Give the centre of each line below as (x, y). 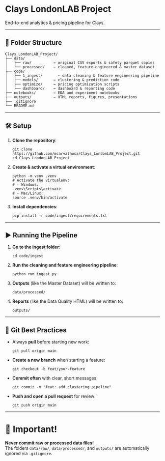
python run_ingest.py (34, 274)
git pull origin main (34, 351)
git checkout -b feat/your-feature (49, 369)
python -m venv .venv (34, 176)
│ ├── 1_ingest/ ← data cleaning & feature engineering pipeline (82, 75)
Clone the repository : (34, 140)
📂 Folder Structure (34, 43)
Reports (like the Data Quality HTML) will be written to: (68, 301)
